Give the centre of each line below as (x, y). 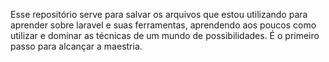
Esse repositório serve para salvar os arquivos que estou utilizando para (159, 14)
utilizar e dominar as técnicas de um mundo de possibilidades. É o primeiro (165, 35)
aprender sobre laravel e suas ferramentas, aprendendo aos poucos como (163, 25)
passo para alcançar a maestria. (76, 46)
